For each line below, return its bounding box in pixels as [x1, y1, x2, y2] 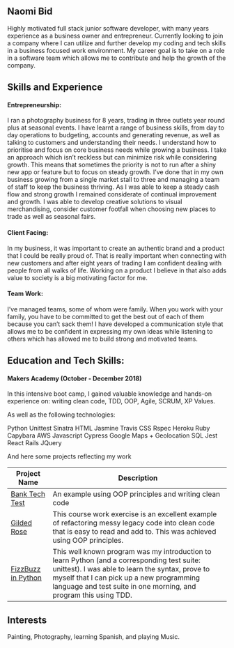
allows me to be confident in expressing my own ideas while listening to [7, 327, 213, 335]
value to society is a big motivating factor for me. [7, 273, 148, 281]
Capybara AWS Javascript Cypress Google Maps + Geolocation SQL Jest [7, 431, 218, 440]
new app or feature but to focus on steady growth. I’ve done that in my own [7, 168, 224, 176]
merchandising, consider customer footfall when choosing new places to [7, 205, 216, 213]
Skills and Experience [7, 82, 103, 93]
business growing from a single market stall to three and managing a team [7, 176, 220, 184]
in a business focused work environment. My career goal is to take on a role [7, 46, 225, 54]
